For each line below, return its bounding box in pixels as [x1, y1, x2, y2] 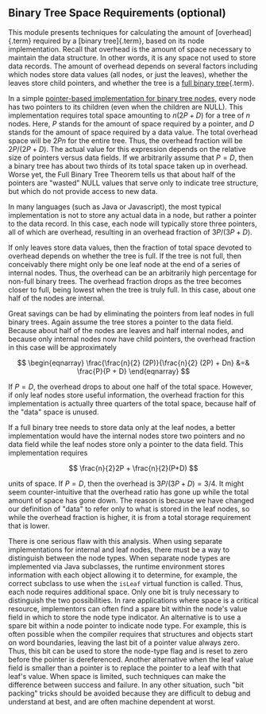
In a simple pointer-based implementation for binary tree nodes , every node [8, 93, 256, 103]
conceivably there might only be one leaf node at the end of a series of [8, 259, 241, 269]
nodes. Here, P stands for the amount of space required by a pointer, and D [8, 118, 255, 128]
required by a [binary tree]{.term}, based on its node [33, 36, 205, 45]
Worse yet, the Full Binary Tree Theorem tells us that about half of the [8, 169, 236, 179]
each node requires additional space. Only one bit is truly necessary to [8, 587, 240, 596]
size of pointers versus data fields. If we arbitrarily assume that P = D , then [8, 153, 254, 162]
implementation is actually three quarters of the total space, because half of [8, 398, 256, 408]
